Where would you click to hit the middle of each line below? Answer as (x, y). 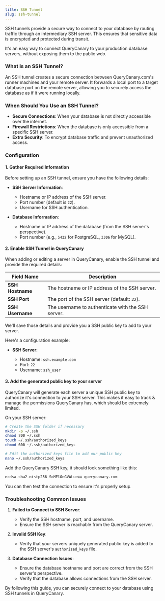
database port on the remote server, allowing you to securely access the (78, 87)
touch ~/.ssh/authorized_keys (36, 440)
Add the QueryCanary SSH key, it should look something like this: (71, 468)
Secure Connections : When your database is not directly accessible (82, 116)
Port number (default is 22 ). (47, 202)
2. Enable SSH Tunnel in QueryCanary (45, 248)
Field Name (25, 277)
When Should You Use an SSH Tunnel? (52, 106)
